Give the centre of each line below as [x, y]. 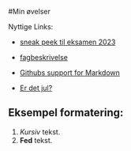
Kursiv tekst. [40, 132]
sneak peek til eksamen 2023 [67, 42]
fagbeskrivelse [44, 57]
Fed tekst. [36, 140]
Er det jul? [36, 88]
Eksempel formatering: [66, 113]
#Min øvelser [30, 11]
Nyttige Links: [31, 26]
